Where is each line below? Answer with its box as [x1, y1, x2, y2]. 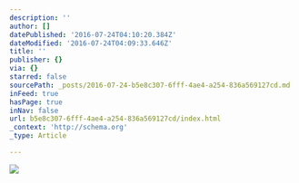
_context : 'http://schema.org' [9, 123, 128, 132]
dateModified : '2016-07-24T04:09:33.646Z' [9, 38, 173, 48]
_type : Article [9, 131, 67, 140]
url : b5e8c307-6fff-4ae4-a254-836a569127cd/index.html [9, 114, 222, 123]
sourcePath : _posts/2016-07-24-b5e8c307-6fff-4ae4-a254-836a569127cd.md [9, 81, 291, 90]
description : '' [9, 13, 71, 23]
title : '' [9, 47, 47, 56]
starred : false [9, 72, 67, 82]
